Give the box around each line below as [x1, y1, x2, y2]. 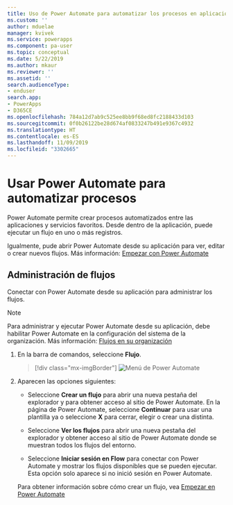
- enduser [7, 88, 36, 94]
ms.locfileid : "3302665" [7, 146, 79, 153]
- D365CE [7, 107, 33, 114]
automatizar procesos [7, 190, 137, 206]
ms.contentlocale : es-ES [7, 133, 79, 140]
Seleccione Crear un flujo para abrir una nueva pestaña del [27, 390, 198, 399]
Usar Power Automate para [7, 176, 166, 192]
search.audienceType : [7, 81, 70, 88]
